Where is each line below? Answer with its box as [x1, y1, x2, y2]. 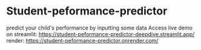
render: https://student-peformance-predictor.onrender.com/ [6, 37, 159, 44]
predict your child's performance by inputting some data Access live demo [6, 24, 193, 31]
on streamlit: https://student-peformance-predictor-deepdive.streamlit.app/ [6, 30, 195, 37]
